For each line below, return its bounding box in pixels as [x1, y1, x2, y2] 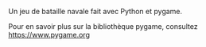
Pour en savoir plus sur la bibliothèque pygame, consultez [8, 22, 198, 31]
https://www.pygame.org [8, 31, 90, 39]
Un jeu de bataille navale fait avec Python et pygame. [8, 7, 183, 16]
